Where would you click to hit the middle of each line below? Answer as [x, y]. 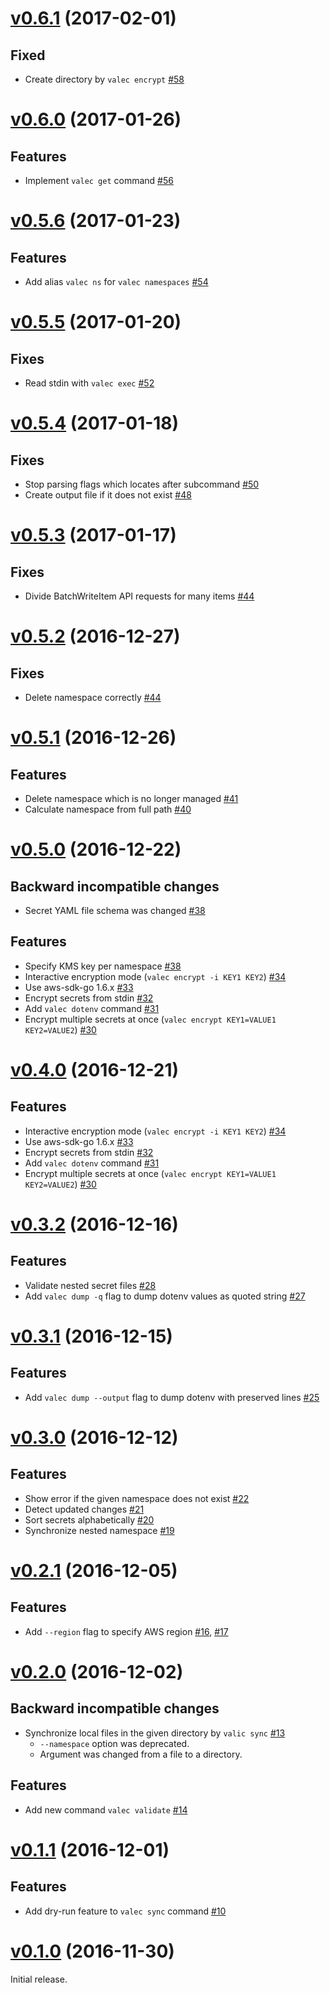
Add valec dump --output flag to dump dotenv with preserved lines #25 [172, 1397]
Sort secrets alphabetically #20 [89, 1519]
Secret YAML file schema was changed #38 [115, 910]
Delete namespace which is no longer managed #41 [131, 798]
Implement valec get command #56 [99, 180]
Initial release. [39, 1979]
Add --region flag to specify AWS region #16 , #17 [126, 1631]
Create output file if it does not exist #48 [108, 495]
